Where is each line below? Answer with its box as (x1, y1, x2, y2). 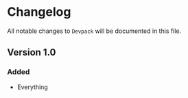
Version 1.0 (7, 47, 56, 58)
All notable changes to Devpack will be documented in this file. (7, 27, 182, 35)
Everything (16, 83, 48, 91)
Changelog (7, 4, 71, 20)
